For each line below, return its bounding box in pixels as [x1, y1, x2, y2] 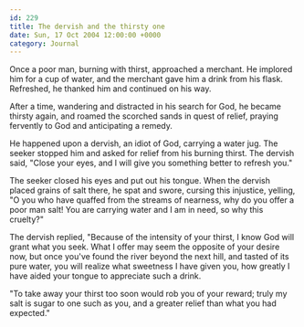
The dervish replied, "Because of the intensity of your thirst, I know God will [9, 232, 295, 243]
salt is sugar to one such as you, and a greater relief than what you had [9, 298, 277, 309]
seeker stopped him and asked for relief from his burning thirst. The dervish [9, 148, 295, 159]
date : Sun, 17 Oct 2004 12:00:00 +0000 [9, 30, 162, 39]
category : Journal [9, 38, 79, 48]
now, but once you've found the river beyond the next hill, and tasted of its [9, 251, 289, 262]
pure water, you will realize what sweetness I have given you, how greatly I [9, 261, 290, 272]
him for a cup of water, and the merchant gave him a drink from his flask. [9, 74, 283, 85]
